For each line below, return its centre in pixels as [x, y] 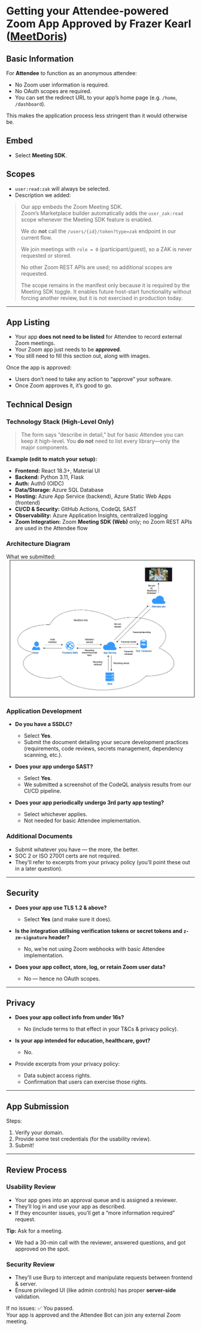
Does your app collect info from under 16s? [69, 1017]
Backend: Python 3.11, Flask [49, 477]
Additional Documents [39, 836]
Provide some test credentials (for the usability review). [83, 1139]
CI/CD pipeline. [42, 791]
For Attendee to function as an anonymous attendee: [72, 73]
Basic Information [40, 59]
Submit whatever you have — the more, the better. [77, 849]
